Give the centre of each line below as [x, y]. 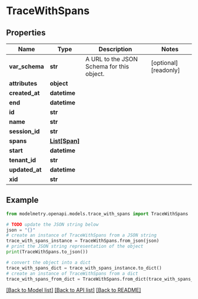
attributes [23, 83]
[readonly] [166, 70]
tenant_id [23, 160]
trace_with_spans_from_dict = [43, 279]
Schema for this [107, 66]
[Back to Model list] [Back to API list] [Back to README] [74, 290]
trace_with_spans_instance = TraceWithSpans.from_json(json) [83, 241]
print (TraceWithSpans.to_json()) [47, 252]
